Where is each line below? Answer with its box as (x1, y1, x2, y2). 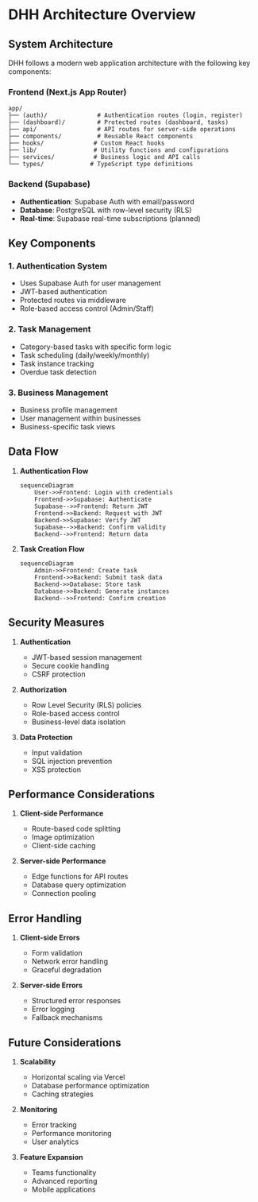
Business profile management (19, 405, 117, 414)
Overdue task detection (19, 367, 97, 377)
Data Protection (19, 732, 73, 742)
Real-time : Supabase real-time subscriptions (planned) (19, 213, 201, 223)
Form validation (31, 948, 83, 958)
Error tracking (31, 1119, 77, 1130)
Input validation (31, 747, 83, 757)
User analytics (31, 1137, 79, 1146)
